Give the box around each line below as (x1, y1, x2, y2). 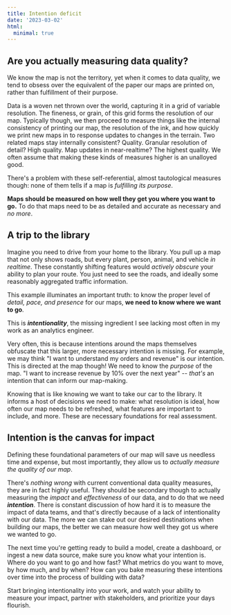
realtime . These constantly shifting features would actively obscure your (7, 262, 214, 271)
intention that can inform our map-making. (7, 376, 128, 384)
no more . (7, 209, 33, 218)
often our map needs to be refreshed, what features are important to (7, 404, 203, 413)
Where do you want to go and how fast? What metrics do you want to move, (7, 558, 224, 567)
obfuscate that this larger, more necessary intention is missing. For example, (7, 347, 225, 355)
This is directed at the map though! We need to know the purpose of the (7, 362, 213, 370)
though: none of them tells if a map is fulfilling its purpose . (7, 181, 174, 190)
